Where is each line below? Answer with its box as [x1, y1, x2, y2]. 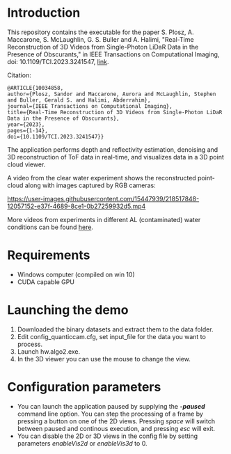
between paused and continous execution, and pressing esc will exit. [17, 424, 216, 432]
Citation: [7, 71, 31, 79]
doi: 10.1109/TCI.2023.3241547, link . [7, 57, 109, 65]
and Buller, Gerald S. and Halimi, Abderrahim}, [7, 96, 151, 104]
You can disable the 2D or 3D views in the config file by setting [17, 432, 198, 440]
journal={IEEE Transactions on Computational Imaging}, [7, 102, 173, 109]
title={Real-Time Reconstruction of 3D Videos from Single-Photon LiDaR [7, 109, 223, 116]
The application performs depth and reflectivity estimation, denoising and [7, 145, 218, 154]
